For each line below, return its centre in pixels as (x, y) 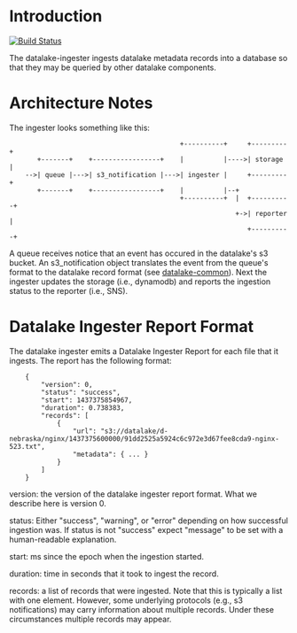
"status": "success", (81, 392)
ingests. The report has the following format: (90, 360)
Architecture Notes (81, 103)
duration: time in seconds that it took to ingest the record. (114, 574)
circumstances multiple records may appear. (90, 619)
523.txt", (27, 446)
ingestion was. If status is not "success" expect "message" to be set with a (146, 529)
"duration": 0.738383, (83, 408)
